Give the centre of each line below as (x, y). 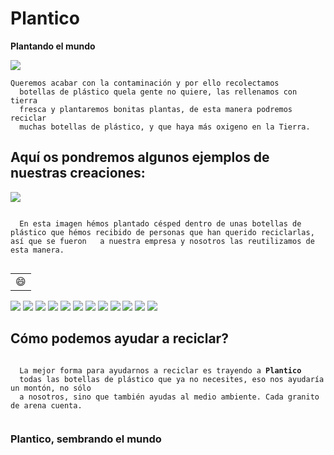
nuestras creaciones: (78, 173)
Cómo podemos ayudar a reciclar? (119, 338)
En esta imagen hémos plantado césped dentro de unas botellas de (160, 223)
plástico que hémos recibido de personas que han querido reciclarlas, (162, 232)
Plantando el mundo (53, 46)
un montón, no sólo (51, 388)
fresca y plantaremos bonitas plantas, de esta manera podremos (156, 109)
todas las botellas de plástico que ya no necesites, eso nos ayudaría (172, 379)
